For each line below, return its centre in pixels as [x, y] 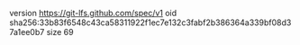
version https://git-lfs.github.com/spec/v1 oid [93, 13]
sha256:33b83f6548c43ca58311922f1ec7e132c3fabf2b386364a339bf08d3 [150, 22]
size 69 [60, 32]
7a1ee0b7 [27, 32]
